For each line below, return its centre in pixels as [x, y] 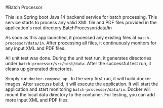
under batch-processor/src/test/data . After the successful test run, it [78, 63]
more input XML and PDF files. [37, 100]
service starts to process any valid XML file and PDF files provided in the [81, 22]
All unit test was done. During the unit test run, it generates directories [78, 58]
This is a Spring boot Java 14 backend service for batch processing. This [81, 17]
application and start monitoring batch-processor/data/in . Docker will [78, 89]
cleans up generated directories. [39, 69]
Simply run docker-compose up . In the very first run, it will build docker [78, 78]
